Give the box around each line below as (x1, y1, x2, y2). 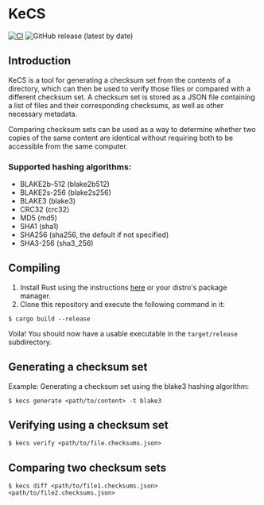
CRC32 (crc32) (19, 204, 70, 215)
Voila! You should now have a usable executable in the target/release (8, 328, 239, 338)
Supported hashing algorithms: (8, 161, 132, 172)
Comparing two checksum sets (8, 460, 167, 474)
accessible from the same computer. (8, 141, 129, 151)
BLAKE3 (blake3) (19, 196, 76, 206)
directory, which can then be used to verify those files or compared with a (8, 84, 251, 93)
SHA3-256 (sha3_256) (19, 239, 94, 248)
